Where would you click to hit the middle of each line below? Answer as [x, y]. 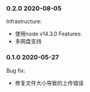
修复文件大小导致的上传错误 [49, 83]
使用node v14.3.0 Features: [48, 34]
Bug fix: [16, 70]
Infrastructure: [24, 22]
